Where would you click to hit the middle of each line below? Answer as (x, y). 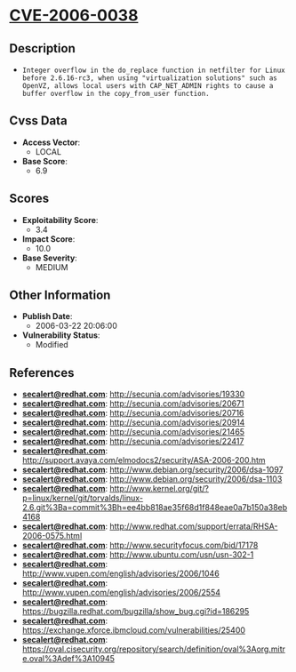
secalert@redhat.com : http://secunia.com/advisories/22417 (133, 442)
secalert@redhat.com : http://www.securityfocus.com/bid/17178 (140, 545)
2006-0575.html (52, 536)
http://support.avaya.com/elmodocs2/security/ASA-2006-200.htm (144, 460)
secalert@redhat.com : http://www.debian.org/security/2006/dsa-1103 (152, 479)
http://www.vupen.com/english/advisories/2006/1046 (120, 573)
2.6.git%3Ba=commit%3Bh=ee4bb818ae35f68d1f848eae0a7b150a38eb (155, 508)
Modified (52, 345)
